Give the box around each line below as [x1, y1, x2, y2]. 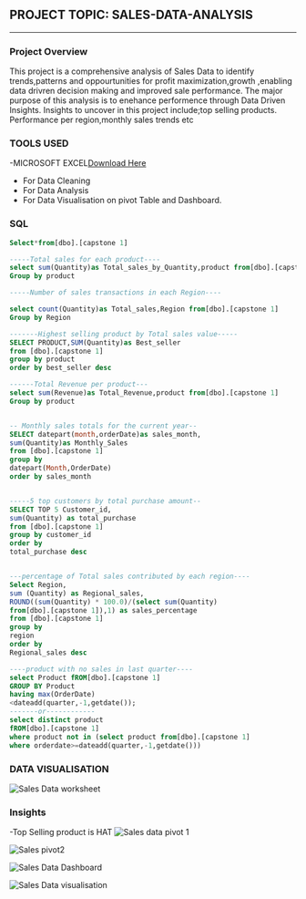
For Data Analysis [22, 185, 89, 196]
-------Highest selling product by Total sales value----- [9, 329, 239, 338]
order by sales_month [9, 472, 92, 481]
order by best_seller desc [9, 364, 112, 373]
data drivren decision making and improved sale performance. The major [9, 86, 284, 97]
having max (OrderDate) [9, 690, 96, 699]
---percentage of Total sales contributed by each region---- [9, 572, 250, 582]
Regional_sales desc [9, 647, 88, 657]
